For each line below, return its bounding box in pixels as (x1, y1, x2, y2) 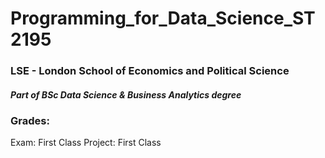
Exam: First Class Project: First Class (10, 137, 162, 149)
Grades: (10, 114, 50, 128)
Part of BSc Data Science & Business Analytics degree (10, 88, 242, 101)
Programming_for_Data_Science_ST (10, 7, 316, 30)
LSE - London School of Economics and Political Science (10, 64, 290, 78)
